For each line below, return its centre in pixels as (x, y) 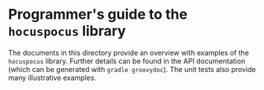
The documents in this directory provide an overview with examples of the (129, 52)
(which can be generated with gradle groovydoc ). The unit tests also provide (132, 69)
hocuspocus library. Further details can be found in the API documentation (127, 61)
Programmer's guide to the (98, 14)
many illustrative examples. (52, 77)
